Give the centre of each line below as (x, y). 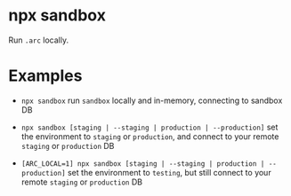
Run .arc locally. (38, 40)
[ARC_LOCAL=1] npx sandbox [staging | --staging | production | (143, 164)
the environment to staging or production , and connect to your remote (150, 136)
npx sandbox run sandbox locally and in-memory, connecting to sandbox (152, 100)
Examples (45, 76)
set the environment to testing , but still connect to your (170, 172)
